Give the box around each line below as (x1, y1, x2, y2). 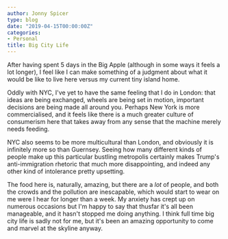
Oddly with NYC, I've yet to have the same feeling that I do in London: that (7, 88, 216, 97)
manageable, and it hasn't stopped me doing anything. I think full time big (7, 210, 214, 218)
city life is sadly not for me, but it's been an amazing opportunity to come (7, 217, 214, 225)
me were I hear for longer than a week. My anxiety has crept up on (7, 195, 195, 203)
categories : (7, 29, 41, 36)
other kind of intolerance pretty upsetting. (7, 167, 125, 175)
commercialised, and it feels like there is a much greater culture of (7, 110, 194, 118)
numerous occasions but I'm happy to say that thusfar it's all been (7, 203, 194, 210)
